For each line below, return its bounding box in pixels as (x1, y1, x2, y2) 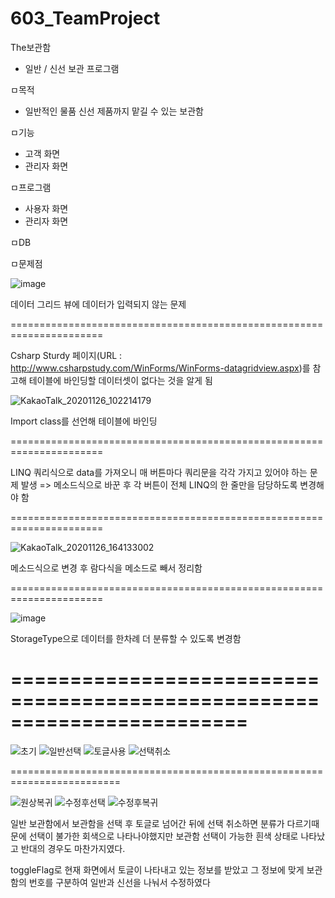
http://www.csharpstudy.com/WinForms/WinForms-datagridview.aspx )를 (10, 362, 311, 374)
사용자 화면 (24, 202, 69, 214)
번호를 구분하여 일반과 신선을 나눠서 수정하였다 (28, 876, 211, 888)
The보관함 (10, 41, 52, 53)
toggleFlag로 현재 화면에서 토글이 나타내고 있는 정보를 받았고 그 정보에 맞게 (10, 863, 305, 876)
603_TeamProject (10, 7, 161, 30)
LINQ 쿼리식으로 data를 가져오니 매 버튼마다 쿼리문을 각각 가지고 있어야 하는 (10, 466, 308, 478)
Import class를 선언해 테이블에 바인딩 (10, 415, 158, 427)
